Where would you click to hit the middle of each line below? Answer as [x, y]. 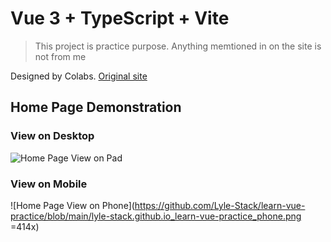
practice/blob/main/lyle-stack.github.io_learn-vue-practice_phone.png [156, 216]
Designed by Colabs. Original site [79, 76]
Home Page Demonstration [96, 107]
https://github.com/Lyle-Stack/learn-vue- [220, 205]
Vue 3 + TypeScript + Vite [120, 18]
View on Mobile [49, 184]
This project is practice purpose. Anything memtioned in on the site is [178, 46]
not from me [60, 56]
